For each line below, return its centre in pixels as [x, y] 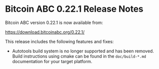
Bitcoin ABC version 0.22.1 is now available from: [54, 23]
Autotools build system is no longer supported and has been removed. [83, 51]
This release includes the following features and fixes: [59, 41]
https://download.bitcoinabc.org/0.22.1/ [45, 32]
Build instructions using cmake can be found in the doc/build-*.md [79, 56]
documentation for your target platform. [52, 61]
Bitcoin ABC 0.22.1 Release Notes [74, 9]
